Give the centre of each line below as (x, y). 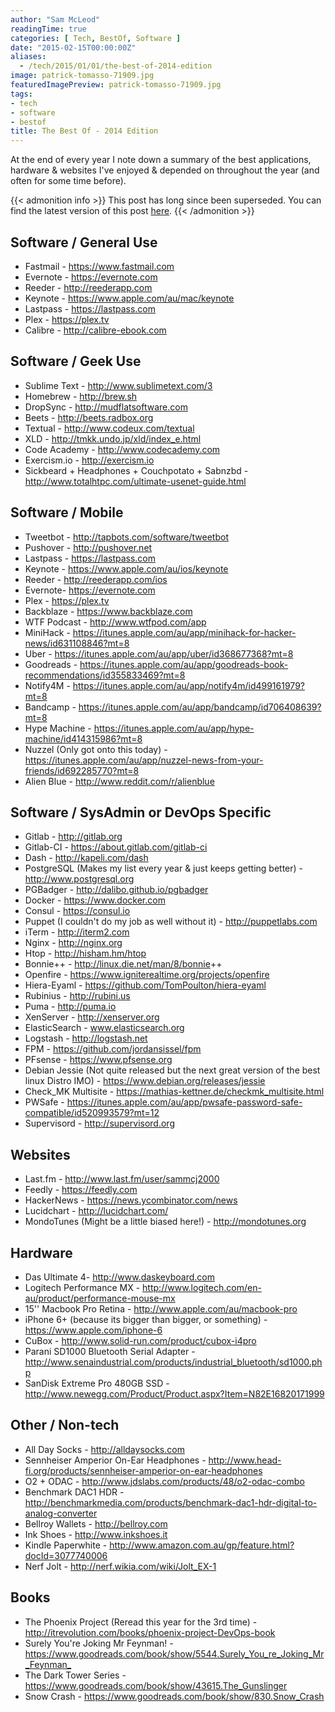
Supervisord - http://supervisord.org (99, 1123)
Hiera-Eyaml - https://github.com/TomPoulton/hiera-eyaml (145, 985)
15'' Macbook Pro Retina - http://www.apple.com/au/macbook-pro (161, 1309)
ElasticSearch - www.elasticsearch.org (104, 1028)
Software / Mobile (67, 512)
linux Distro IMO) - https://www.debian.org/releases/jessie (145, 1081)
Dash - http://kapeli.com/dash (86, 858)
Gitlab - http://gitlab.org (73, 837)
